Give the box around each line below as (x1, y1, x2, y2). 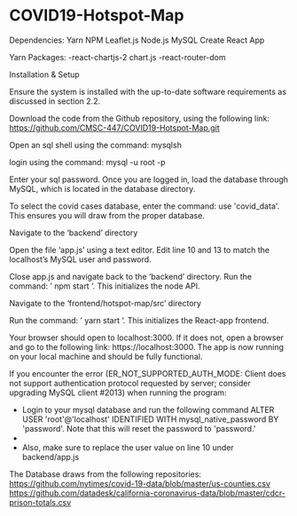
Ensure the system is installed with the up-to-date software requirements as (9, 86, 286, 97)
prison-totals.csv (9, 496, 72, 507)
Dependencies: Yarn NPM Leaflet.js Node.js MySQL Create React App (9, 35, 265, 45)
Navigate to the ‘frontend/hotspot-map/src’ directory (9, 298, 202, 308)
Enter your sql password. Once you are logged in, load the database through (9, 174, 289, 185)
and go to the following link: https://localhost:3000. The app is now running (9, 341, 285, 352)
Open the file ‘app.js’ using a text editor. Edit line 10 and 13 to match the (9, 244, 270, 255)
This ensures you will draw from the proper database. (9, 210, 206, 220)
